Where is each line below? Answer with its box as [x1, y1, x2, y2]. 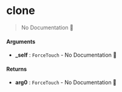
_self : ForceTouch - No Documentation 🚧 [15, 51, 117, 58]
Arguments [6, 38, 36, 45]
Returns [6, 65, 27, 73]
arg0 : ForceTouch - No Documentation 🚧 [15, 79, 117, 86]
